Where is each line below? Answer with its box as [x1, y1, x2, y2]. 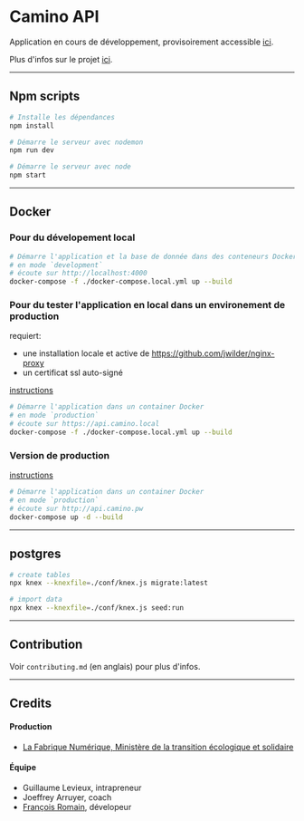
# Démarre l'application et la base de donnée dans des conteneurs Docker [9, 252, 298, 261]
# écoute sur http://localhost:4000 [9, 269, 147, 278]
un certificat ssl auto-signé [22, 367, 124, 378]
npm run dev [9, 146, 54, 155]
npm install [9, 121, 54, 130]
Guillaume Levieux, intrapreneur [22, 782, 142, 793]
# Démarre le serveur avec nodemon [9, 138, 144, 147]
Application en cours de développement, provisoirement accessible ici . [9, 36, 274, 47]
